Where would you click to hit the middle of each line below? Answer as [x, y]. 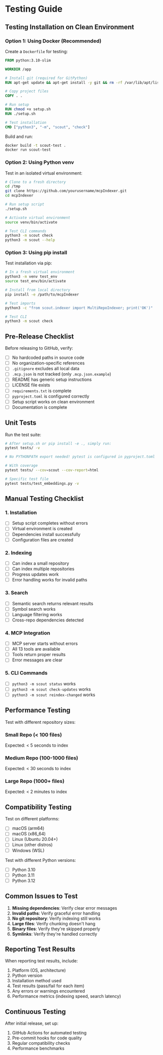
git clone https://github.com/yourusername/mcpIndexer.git [66, 191]
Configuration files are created [43, 539]
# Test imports [20, 303]
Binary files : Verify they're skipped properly [56, 929]
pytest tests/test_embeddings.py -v [42, 483]
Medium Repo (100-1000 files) [42, 758]
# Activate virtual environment [38, 218]
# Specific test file [27, 479]
